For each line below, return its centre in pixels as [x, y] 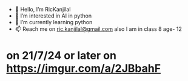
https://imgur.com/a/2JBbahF [84, 69]
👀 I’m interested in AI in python [53, 16]
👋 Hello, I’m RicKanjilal [43, 9]
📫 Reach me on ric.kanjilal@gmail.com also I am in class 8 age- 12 [98, 29]
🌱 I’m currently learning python [54, 22]
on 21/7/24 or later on [62, 56]
